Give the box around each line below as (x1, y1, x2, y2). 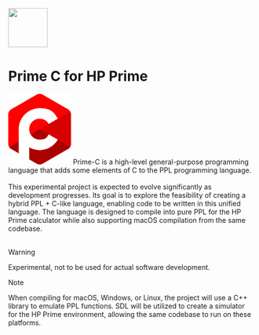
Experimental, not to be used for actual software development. (8, 263, 210, 272)
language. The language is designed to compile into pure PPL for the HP (8, 207, 242, 217)
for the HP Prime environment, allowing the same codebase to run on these (8, 310, 252, 319)
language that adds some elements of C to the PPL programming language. (8, 166, 252, 175)
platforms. (8, 318, 42, 328)
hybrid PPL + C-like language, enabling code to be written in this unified (8, 199, 241, 209)
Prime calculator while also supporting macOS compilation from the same (8, 216, 246, 225)
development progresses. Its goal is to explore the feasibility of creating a (8, 191, 246, 200)
